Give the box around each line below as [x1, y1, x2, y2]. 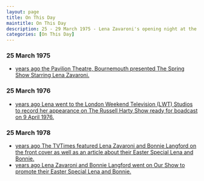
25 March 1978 [6, 128, 51, 137]
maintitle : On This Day [6, 20, 67, 26]
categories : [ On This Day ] [6, 31, 75, 38]
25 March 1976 [6, 87, 51, 95]
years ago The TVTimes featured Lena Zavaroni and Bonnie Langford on [15, 142, 197, 150]
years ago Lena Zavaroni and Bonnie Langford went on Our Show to [15, 162, 185, 169]
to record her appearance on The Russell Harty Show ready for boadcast [15, 107, 198, 114]
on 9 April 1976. [15, 113, 55, 120]
